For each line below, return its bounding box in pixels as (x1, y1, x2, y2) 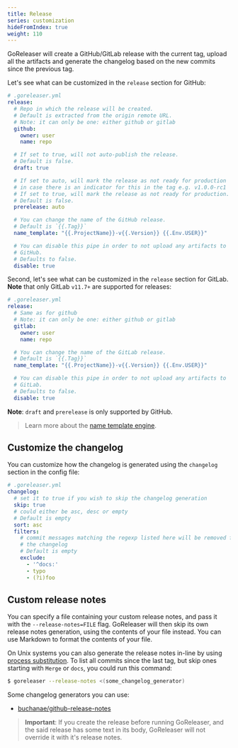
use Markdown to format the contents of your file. (7, 635, 153, 644)
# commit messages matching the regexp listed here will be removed (20, 534, 227, 541)
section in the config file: (7, 468, 80, 476)
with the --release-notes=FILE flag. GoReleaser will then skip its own (7, 620, 209, 629)
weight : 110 (7, 30, 42, 38)
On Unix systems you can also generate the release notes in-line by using (7, 649, 222, 657)
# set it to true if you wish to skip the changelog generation (13, 495, 208, 502)
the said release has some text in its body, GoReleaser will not (24, 725, 206, 735)
